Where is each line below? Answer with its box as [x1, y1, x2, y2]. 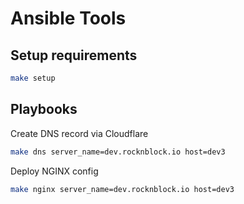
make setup [10, 73, 56, 83]
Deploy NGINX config [10, 165, 99, 177]
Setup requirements [10, 47, 138, 64]
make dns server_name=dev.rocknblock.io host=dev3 [10, 147, 226, 157]
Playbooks [10, 101, 78, 118]
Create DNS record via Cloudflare [10, 127, 149, 139]
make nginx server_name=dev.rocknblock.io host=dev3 [10, 184, 235, 194]
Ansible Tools [10, 7, 127, 30]
